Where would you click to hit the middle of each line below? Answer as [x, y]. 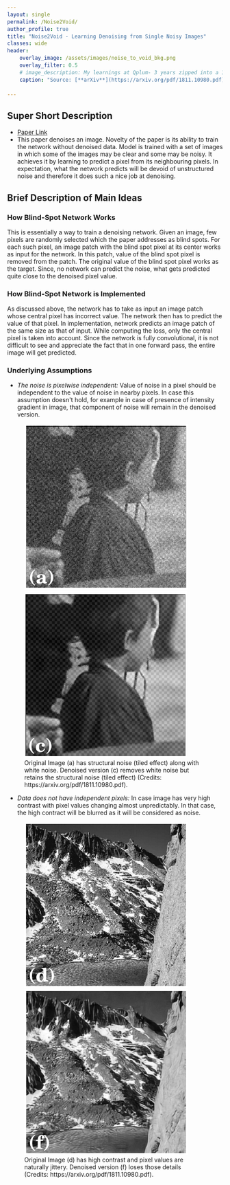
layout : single [29, 14]
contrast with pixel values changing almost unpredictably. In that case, [116, 806]
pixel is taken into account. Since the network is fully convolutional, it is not [113, 338]
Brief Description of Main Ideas [75, 198]
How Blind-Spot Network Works [61, 217]
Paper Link [32, 132]
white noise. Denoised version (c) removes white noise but [107, 771]
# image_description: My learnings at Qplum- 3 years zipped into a [119, 72]
